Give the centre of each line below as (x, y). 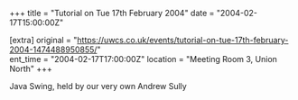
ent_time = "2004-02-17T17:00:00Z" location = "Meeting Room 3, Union (144, 59)
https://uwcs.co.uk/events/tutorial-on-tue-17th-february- (182, 40)
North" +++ (31, 68)
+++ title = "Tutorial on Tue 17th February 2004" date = (112, 13)
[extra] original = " (43, 40)
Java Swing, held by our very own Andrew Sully (98, 86)
